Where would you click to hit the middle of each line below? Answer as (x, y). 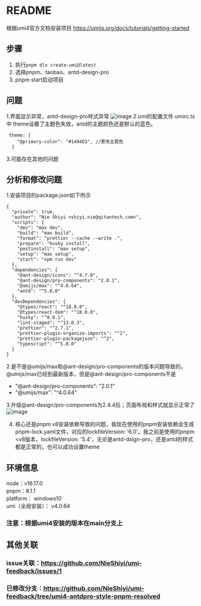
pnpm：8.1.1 (21, 491)
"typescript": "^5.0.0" (47, 344)
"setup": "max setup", (46, 254)
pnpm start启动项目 (39, 80)
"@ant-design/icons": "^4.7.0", (58, 275)
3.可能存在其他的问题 (33, 159)
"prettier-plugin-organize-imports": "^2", (73, 333)
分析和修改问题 (34, 180)
